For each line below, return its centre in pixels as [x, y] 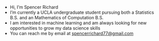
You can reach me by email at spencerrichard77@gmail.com [72, 33]
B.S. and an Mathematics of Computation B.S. [57, 18]
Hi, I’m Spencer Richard [34, 7]
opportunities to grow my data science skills [55, 28]
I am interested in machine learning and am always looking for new [78, 23]
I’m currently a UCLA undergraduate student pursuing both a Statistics [82, 12]
